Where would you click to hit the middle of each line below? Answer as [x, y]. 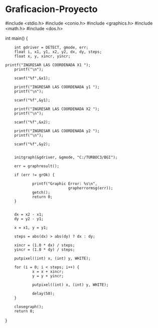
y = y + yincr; [48, 276]
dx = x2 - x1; [29, 214]
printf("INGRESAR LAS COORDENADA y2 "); [57, 131]
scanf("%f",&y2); [32, 144]
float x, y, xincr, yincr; [42, 56]
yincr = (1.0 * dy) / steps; [45, 250]
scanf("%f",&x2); [32, 122]
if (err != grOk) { [35, 175]
